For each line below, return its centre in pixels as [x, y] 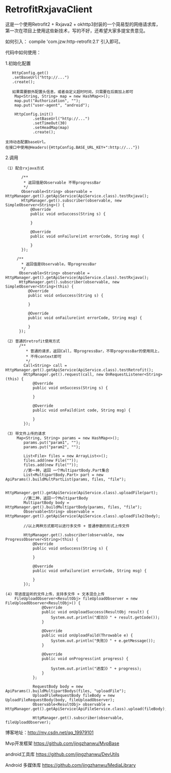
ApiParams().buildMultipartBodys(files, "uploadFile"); [66, 691]
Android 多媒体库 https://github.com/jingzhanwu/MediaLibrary [70, 765]
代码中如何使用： [23, 52]
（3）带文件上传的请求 [25, 433]
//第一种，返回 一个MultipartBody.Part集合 [66, 470]
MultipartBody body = [47, 502]
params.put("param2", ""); [52, 447]
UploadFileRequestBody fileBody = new [74, 695]
